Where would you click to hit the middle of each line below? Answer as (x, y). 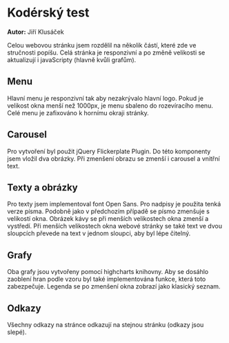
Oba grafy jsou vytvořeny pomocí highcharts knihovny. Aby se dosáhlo (108, 272)
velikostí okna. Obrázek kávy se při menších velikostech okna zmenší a (108, 219)
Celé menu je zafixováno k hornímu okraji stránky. (78, 112)
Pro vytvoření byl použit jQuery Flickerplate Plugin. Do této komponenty (109, 151)
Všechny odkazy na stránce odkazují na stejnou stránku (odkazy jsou (106, 325)
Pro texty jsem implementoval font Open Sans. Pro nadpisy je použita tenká (114, 204)
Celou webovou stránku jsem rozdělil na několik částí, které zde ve (102, 45)
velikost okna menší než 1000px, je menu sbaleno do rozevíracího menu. (110, 106)
